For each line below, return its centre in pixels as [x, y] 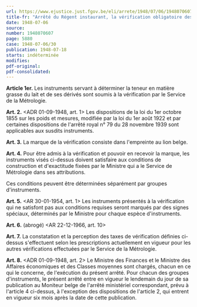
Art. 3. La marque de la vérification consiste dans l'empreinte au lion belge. [97, 142]
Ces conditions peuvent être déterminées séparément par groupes [86, 184]
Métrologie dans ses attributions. [46, 172]
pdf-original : [23, 66]
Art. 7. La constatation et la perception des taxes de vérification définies [93, 237]
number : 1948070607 [30, 33]
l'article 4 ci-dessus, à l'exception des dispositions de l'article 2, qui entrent [97, 292]
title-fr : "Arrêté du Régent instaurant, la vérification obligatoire [94, 17]
